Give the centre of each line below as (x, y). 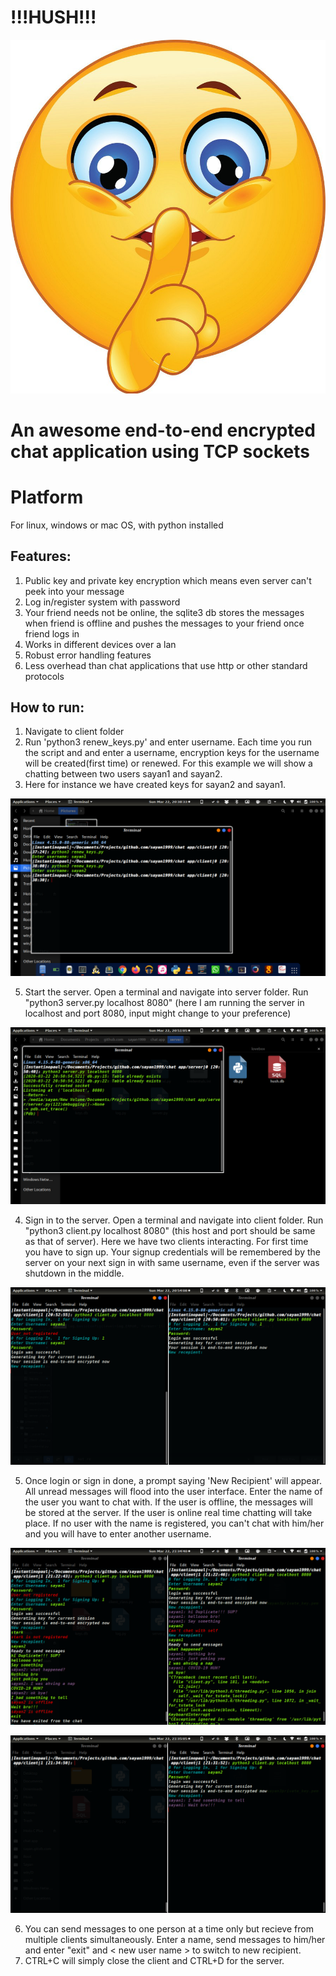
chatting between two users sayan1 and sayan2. (123, 774)
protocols (44, 676)
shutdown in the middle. (74, 1273)
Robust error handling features (88, 655)
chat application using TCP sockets (160, 451)
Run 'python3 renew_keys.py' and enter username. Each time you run (168, 742)
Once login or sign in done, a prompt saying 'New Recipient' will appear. (173, 1480)
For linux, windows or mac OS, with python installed (117, 525)
